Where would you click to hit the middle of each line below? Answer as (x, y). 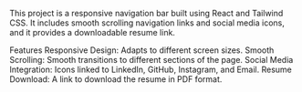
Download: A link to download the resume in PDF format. (116, 79)
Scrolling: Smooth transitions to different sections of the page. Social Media (151, 60)
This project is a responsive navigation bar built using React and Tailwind (146, 13)
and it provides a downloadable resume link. (93, 32)
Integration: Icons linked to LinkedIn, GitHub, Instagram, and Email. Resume (151, 69)
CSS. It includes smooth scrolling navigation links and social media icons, (147, 23)
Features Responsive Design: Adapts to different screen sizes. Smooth (142, 50)
